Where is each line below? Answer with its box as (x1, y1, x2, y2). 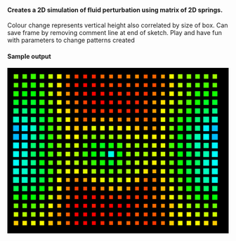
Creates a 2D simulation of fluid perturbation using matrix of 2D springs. (7, 6, 223, 14)
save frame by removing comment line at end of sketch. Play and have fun (7, 29, 223, 37)
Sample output (7, 52, 51, 60)
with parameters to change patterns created (7, 36, 136, 45)
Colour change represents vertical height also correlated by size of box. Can (7, 21, 228, 29)
